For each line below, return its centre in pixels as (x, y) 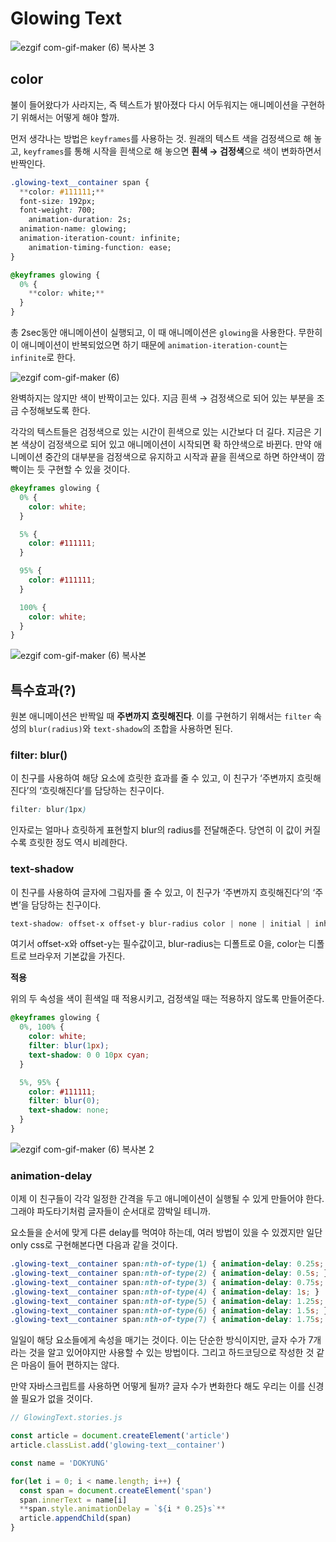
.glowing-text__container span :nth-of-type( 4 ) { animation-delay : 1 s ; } (165, 1292)
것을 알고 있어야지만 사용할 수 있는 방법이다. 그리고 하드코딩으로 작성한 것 (171, 1353)
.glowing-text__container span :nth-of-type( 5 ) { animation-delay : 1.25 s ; (167, 1301)
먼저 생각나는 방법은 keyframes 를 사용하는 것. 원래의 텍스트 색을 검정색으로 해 (161, 138)
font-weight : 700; (58, 210)
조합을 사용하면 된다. (193, 729)
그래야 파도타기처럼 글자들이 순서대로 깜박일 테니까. (110, 1211)
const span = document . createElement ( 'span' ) (116, 1490)
